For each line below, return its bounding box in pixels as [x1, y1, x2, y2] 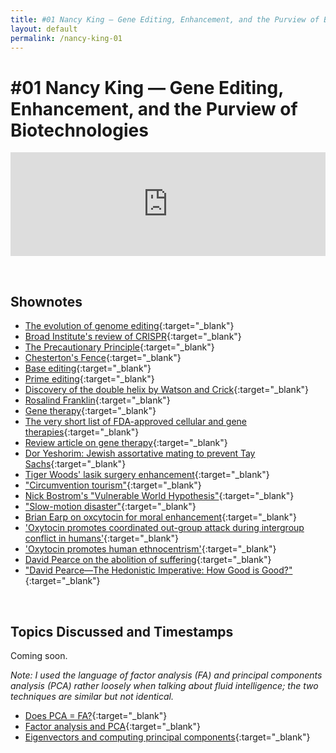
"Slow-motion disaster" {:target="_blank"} [24, 501, 197, 513]
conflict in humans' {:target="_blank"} [24, 532, 179, 545]
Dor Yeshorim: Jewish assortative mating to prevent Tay [24, 447, 256, 460]
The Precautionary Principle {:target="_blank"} [24, 341, 215, 353]
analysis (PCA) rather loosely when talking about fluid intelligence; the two [10, 679, 319, 691]
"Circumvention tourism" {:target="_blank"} [24, 479, 202, 491]
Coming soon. [10, 649, 68, 661]
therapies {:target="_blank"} [24, 426, 140, 438]
